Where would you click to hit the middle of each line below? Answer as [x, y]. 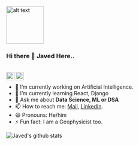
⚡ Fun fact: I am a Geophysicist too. [59, 122]
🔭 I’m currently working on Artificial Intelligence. [74, 87]
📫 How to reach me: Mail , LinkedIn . [59, 107]
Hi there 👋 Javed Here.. [40, 56]
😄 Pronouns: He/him [41, 115]
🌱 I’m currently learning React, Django [62, 93]
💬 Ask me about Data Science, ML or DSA [67, 100]
